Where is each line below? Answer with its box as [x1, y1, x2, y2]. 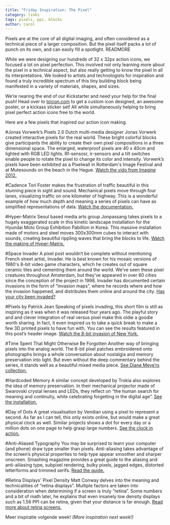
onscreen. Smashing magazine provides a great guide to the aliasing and [5, 456, 158, 463]
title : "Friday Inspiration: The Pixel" [5, 7, 92, 13]
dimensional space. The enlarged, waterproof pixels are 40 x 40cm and [5, 145, 155, 152]
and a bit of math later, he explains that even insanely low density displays [5, 493, 160, 500]
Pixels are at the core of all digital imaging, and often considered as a [5, 36, 150, 42]
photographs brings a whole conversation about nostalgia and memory [5, 352, 154, 358]
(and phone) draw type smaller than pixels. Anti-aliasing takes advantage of [5, 446, 164, 452]
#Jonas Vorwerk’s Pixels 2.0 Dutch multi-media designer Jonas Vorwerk [5, 129, 157, 135]
